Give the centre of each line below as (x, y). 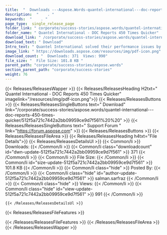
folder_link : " (21, 28)
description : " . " (30, 14)
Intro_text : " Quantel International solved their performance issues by (83, 47)
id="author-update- (117, 173)
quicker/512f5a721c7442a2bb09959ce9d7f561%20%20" (64, 120)
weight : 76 (16, 75)
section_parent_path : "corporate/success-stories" (59, 70)
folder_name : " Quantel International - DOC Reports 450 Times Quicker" (82, 33)
